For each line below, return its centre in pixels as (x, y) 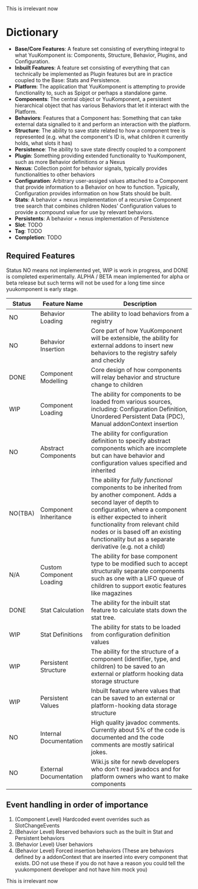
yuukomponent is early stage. (42, 289)
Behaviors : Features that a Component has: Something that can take (98, 118)
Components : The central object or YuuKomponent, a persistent (93, 99)
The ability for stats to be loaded (136, 627)
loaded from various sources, (132, 402)
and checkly (108, 360)
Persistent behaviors (39, 838)
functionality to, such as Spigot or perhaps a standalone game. (91, 93)
